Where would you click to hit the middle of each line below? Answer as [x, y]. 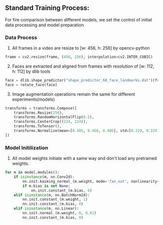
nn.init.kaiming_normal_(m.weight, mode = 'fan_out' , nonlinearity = [91, 181]
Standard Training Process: [47, 8]
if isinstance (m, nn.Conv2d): [44, 177]
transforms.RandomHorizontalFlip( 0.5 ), [54, 117]
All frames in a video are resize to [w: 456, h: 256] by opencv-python [81, 48]
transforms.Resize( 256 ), [39, 113]
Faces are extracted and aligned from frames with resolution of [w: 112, [83, 66]
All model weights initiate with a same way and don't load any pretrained [84, 158]
